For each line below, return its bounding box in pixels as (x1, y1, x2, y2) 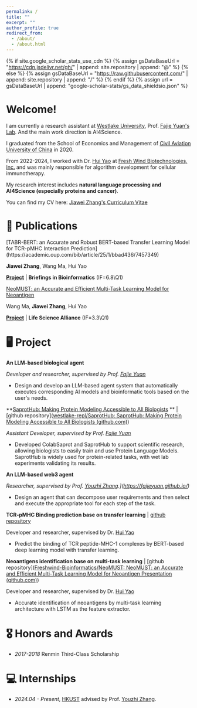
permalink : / (6, 8, 38, 15)
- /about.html (11, 42, 46, 47)
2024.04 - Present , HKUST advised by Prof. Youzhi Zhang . (14, 695, 157, 702)
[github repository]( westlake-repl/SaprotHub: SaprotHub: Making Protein (6, 411, 182, 419)
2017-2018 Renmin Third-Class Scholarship (14, 650, 120, 657)
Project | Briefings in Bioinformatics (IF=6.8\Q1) (6, 274, 123, 281)
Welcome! (6, 103, 57, 116)
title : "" (6, 14, 30, 20)
